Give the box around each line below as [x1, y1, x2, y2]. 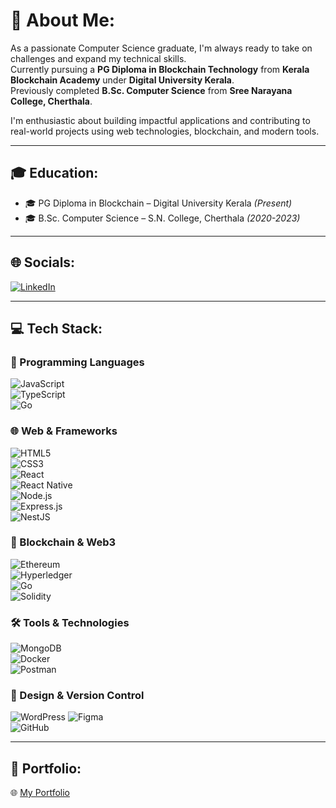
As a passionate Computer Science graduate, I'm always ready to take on [10, 42, 313, 54]
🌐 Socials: [10, 254, 76, 271]
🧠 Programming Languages [10, 355, 145, 369]
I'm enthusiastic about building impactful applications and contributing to [10, 114, 311, 126]
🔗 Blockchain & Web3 [10, 535, 117, 549]
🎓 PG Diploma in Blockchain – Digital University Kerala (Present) [24, 197, 293, 209]
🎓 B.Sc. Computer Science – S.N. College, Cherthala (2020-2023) [24, 212, 301, 224]
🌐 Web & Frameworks [10, 424, 118, 438]
